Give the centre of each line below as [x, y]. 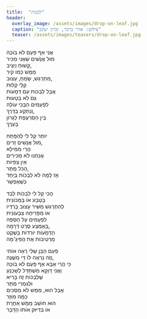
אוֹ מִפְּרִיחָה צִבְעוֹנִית [28, 213]
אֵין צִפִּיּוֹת [17, 162]
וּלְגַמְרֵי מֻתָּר [20, 283]
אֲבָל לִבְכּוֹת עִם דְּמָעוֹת [31, 91]
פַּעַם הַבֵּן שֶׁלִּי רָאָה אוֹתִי [32, 251]
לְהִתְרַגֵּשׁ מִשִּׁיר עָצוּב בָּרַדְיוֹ [35, 207]
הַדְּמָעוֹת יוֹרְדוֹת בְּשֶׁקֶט [31, 233]
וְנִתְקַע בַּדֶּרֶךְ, [21, 111]
